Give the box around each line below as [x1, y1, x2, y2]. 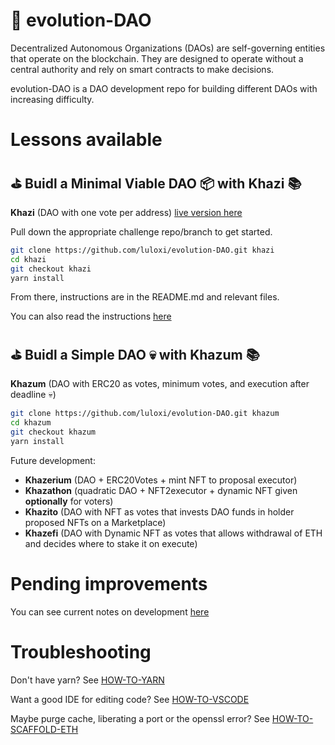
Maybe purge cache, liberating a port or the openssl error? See [10, 712, 270, 724]
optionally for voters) [24, 495, 114, 507]
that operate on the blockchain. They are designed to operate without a [10, 52, 304, 64]
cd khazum [10, 418, 52, 428]
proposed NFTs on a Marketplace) [24, 516, 167, 528]
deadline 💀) [10, 389, 57, 401]
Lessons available [10, 129, 163, 151]
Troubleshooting [10, 640, 152, 663]
